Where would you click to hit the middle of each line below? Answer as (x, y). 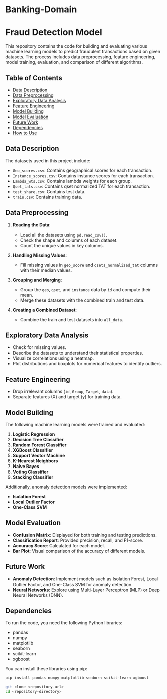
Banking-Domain (41, 9)
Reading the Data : (32, 225)
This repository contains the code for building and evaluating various (76, 46)
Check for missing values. (39, 347)
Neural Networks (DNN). (38, 595)
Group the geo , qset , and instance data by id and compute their (86, 289)
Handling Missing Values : (40, 255)
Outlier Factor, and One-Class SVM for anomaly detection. (72, 584)
